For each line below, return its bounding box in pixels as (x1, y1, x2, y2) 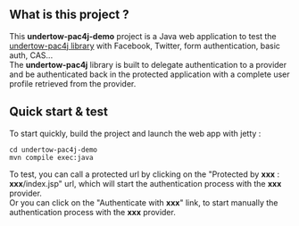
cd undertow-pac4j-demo (9, 145, 98, 155)
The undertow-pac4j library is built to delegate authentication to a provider (9, 59, 287, 70)
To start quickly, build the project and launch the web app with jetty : (9, 128, 262, 138)
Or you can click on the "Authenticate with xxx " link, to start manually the (9, 197, 278, 208)
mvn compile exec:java (9, 153, 94, 162)
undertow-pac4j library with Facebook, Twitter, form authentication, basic (9, 40, 281, 51)
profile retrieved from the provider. (9, 78, 137, 88)
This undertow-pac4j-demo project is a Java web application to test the (9, 30, 277, 41)
